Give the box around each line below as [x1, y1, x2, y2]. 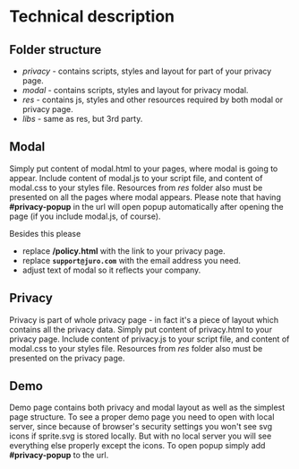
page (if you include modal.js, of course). [9, 211, 161, 221]
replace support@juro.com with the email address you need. [21, 255, 242, 265]
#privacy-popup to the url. [9, 450, 109, 461]
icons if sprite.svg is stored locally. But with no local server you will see [9, 430, 272, 441]
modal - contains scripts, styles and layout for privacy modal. [21, 85, 249, 95]
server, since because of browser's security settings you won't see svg [9, 421, 273, 432]
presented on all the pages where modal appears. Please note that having [9, 191, 282, 203]
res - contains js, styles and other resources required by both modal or [21, 94, 284, 105]
